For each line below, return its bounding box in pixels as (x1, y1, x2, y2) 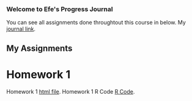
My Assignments (6, 43, 73, 53)
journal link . (6, 25, 35, 32)
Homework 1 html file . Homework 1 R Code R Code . (6, 88, 135, 95)
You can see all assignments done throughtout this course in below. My (6, 19, 186, 26)
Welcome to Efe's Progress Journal (6, 5, 113, 13)
